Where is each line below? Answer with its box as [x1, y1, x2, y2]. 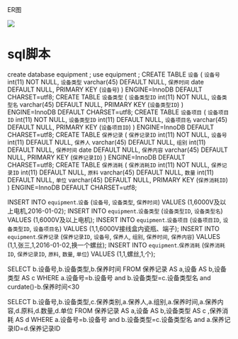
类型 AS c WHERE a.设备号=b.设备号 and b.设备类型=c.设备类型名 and [7, 273, 211, 282]
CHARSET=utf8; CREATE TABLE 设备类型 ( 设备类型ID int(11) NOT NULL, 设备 [7, 92, 222, 101]
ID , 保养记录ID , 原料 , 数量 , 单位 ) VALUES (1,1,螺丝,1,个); [7, 250, 156, 258]
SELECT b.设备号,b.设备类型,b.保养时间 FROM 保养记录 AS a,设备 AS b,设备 [7, 265, 227, 273]
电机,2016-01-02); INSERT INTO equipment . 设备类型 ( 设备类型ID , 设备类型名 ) [13, 206, 223, 215]
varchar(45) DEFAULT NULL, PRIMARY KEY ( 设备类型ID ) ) [19, 100, 184, 109]
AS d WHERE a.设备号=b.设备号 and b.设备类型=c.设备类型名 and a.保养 [15, 315, 225, 323]
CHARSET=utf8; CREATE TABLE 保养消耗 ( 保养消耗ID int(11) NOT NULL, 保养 [7, 160, 222, 169]
